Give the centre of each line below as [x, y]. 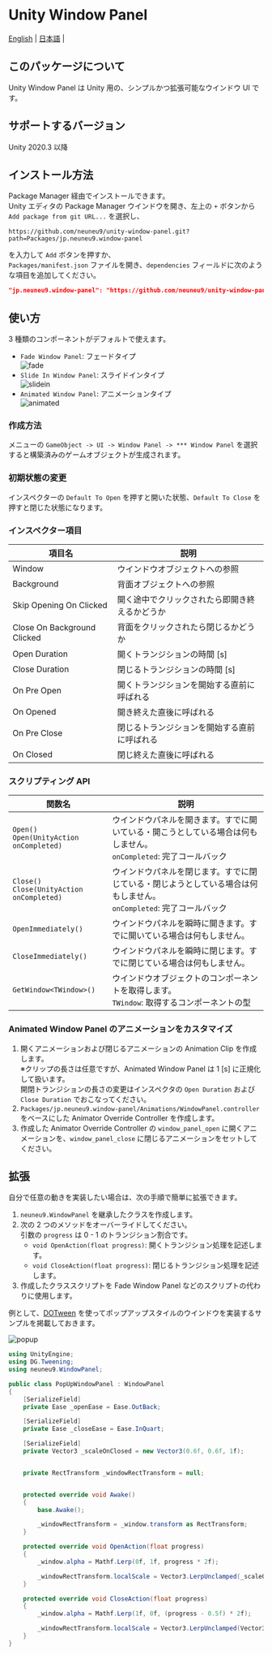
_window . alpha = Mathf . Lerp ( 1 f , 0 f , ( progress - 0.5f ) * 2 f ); [144, 1614]
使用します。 [55, 1296]
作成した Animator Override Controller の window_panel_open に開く [132, 1128]
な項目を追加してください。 [55, 275]
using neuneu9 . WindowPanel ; [56, 1370]
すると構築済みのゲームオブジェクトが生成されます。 [97, 455]
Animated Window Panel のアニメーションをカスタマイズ [121, 1029]
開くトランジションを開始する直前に [186, 685]
